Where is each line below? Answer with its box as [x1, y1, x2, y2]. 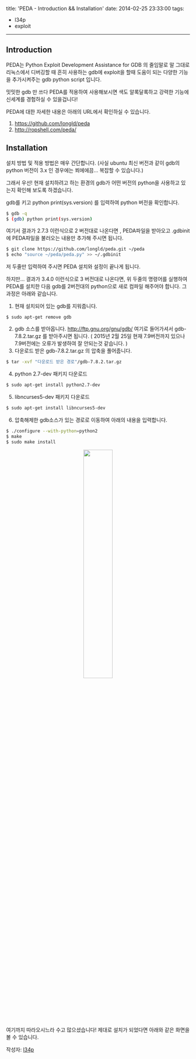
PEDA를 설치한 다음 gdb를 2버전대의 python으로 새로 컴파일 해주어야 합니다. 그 [6, 283, 187, 290]
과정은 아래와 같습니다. [6, 290, 58, 298]
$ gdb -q [6, 210, 27, 216]
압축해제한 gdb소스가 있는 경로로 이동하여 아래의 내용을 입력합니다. [14, 416, 167, 423]
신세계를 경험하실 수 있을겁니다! [6, 95, 78, 103]
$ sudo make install [6, 439, 57, 445]
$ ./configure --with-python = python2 [6, 428, 98, 434]
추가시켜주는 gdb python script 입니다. [12, 76, 102, 83]
